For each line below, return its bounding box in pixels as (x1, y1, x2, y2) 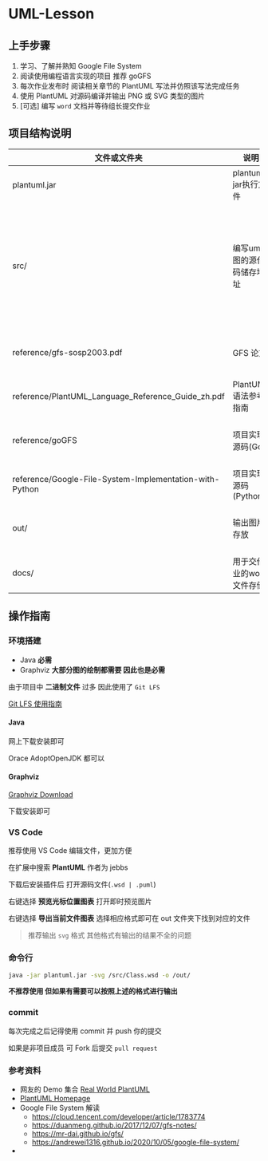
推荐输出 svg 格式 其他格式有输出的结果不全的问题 (27, 930, 192, 940)
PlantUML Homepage (19, 1093, 91, 1103)
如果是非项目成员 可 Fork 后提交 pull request (8, 1043, 158, 1052)
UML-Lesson (8, 5, 95, 23)
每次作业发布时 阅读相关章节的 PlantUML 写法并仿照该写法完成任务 (19, 81, 240, 90)
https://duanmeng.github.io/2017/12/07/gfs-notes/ (31, 1120, 197, 1130)
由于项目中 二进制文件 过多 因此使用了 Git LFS (8, 681, 160, 691)
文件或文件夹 (94, 152, 144, 164)
